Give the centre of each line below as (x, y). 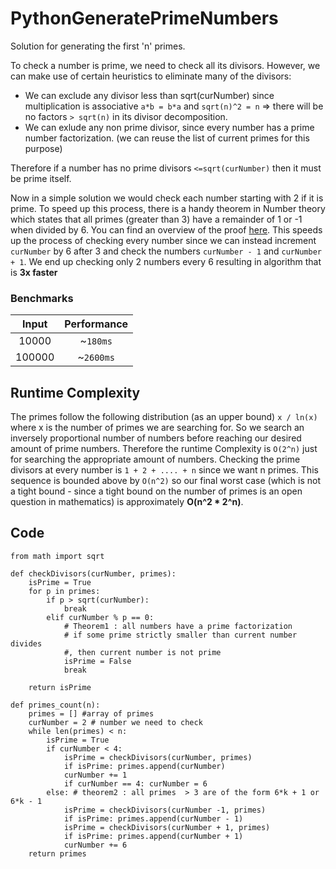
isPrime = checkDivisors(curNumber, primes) (158, 757)
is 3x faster (34, 272)
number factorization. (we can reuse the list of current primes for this (167, 138)
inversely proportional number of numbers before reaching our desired (156, 438)
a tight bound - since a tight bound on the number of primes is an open (156, 491)
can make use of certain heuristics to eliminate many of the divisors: (151, 76)
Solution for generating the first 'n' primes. (98, 46)
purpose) (43, 148)
